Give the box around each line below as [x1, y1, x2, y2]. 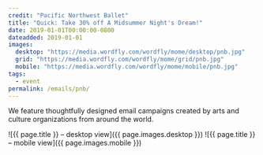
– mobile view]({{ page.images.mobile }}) [8, 138, 142, 148]
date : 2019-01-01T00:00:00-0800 [8, 26, 115, 34]
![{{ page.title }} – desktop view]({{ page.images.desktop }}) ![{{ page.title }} [8, 130, 256, 139]
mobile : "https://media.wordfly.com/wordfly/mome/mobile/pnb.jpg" [15, 63, 239, 71]
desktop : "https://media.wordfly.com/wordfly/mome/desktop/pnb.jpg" [15, 48, 246, 56]
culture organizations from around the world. [8, 115, 154, 124]
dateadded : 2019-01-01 [8, 33, 83, 42]
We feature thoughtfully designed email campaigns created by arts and [8, 106, 239, 116]
